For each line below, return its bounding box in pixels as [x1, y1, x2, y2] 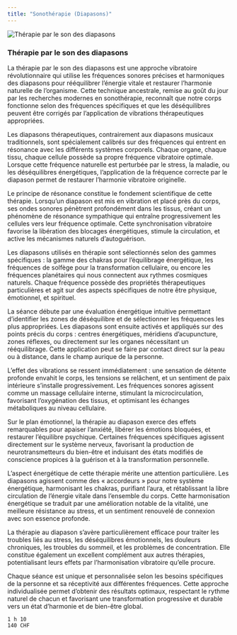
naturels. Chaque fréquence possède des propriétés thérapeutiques [7, 278, 206, 287]
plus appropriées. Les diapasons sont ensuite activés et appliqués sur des [7, 322, 224, 331]
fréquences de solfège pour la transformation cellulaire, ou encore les [7, 263, 211, 272]
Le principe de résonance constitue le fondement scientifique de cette [7, 189, 212, 197]
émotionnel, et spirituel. [7, 293, 76, 302]
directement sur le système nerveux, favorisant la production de [7, 440, 195, 448]
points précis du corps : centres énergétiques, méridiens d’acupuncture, [7, 329, 218, 338]
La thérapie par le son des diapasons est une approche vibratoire [7, 63, 197, 72]
